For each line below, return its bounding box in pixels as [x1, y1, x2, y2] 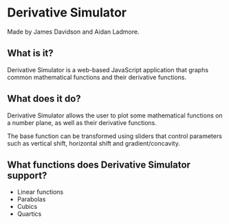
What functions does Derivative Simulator [7, 159, 191, 170]
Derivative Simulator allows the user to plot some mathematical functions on [7, 111, 223, 120]
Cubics [17, 203, 38, 211]
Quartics [17, 210, 42, 218]
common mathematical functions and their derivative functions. [7, 73, 187, 81]
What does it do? [7, 93, 81, 104]
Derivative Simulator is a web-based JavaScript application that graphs [7, 65, 208, 74]
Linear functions [17, 188, 64, 197]
